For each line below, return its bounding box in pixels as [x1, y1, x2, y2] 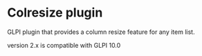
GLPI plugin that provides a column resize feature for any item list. [7, 28, 195, 36]
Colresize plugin [7, 5, 103, 21]
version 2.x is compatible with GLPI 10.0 [7, 41, 121, 49]
